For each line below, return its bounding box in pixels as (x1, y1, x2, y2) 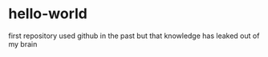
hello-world (8, 5, 88, 23)
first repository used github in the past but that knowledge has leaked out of (8, 31, 260, 40)
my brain (8, 39, 38, 48)
